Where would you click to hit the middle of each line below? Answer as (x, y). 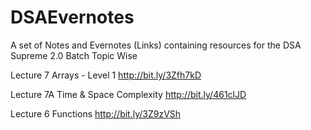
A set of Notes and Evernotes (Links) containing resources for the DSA (156, 45)
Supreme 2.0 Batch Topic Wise (74, 55)
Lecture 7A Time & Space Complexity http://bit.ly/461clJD (128, 94)
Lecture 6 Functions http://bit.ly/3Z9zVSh (96, 113)
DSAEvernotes (72, 17)
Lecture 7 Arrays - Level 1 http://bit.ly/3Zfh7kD (106, 75)
